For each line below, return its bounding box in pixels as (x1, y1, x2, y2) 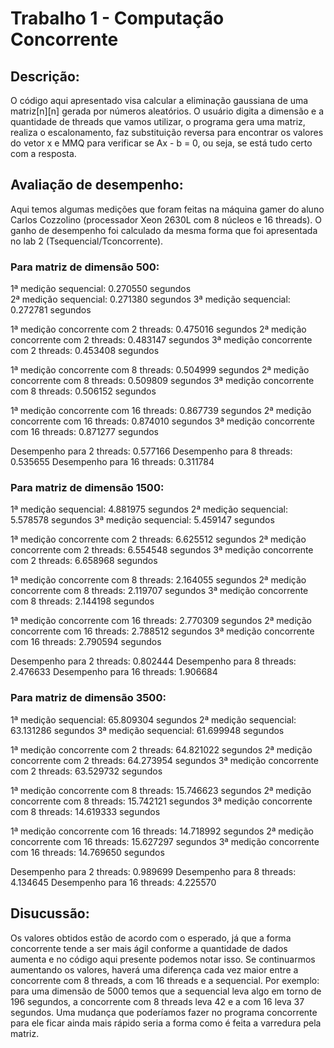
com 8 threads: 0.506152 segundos (10, 385, 157, 397)
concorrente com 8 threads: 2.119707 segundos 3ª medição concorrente (10, 585, 309, 597)
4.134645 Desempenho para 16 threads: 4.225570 (10, 876, 217, 888)
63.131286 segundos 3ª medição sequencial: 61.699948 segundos (10, 724, 285, 736)
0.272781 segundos (10, 304, 92, 316)
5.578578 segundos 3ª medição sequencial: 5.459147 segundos (10, 514, 275, 526)
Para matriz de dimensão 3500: (10, 691, 167, 705)
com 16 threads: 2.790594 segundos (10, 636, 162, 648)
